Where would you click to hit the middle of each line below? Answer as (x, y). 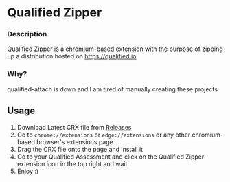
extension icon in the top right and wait (72, 163)
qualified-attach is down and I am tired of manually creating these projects (113, 89)
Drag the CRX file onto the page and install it (80, 149)
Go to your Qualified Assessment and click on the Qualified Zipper (111, 157)
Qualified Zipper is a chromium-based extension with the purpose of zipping (115, 49)
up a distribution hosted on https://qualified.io (72, 56)
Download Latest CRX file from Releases (74, 127)
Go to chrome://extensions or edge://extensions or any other (104, 135)
